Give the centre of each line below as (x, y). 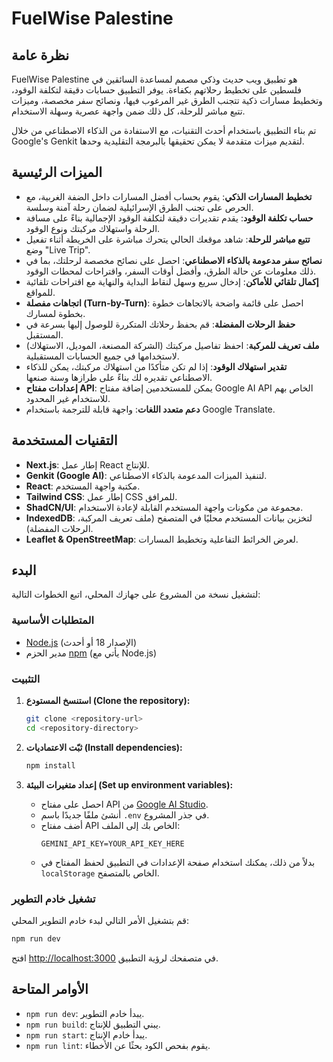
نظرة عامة (40, 55)
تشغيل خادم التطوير (53, 899)
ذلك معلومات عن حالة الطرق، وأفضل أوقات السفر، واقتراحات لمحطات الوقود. (171, 271)
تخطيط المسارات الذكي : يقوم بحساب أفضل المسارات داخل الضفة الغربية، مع (169, 196)
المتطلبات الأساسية (52, 620)
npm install (50, 765)
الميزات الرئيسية (57, 172)
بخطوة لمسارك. (55, 313)
